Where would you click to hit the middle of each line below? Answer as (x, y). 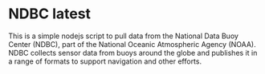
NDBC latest (49, 14)
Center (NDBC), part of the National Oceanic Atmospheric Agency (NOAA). (132, 44)
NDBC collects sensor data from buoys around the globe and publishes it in (133, 53)
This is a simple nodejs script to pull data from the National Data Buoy (124, 36)
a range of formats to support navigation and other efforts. (105, 61)
